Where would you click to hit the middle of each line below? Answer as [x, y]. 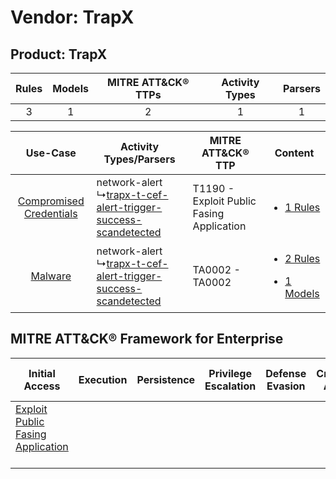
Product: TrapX [59, 54]
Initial [42, 373]
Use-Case [51, 153]
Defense [286, 373]
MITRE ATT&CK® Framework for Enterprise [147, 339]
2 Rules [302, 258]
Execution [103, 379]
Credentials [50, 213]
